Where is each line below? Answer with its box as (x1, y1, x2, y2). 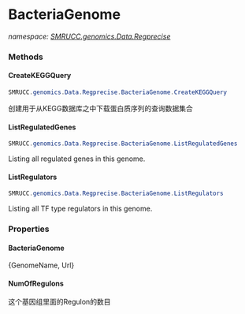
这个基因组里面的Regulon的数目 (8, 297, 111, 307)
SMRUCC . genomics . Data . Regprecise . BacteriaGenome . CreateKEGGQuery (8, 88, 227, 96)
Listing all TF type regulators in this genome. (8, 204, 153, 214)
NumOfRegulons (8, 278, 65, 288)
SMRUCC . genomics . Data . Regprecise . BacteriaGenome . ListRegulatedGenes (8, 140, 238, 148)
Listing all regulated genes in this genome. (8, 154, 146, 163)
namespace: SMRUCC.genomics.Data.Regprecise (8, 32, 171, 41)
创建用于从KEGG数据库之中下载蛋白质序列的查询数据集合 (8, 103, 193, 113)
